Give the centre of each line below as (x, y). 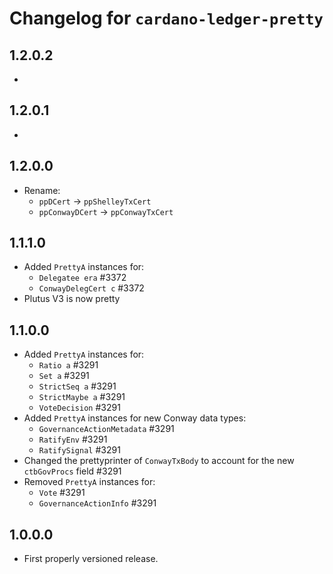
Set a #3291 (64, 376)
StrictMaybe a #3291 (82, 397)
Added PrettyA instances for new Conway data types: (135, 418)
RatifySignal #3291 (79, 450)
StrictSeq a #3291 (77, 386)
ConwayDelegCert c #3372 (91, 288)
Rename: (42, 190)
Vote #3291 (62, 493)
